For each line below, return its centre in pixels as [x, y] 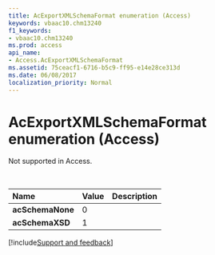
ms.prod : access [35, 46]
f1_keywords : [30, 30]
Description [135, 197]
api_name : [25, 53]
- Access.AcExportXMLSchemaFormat [66, 61]
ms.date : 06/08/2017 [43, 75]
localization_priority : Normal [60, 82]
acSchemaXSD [41, 223]
